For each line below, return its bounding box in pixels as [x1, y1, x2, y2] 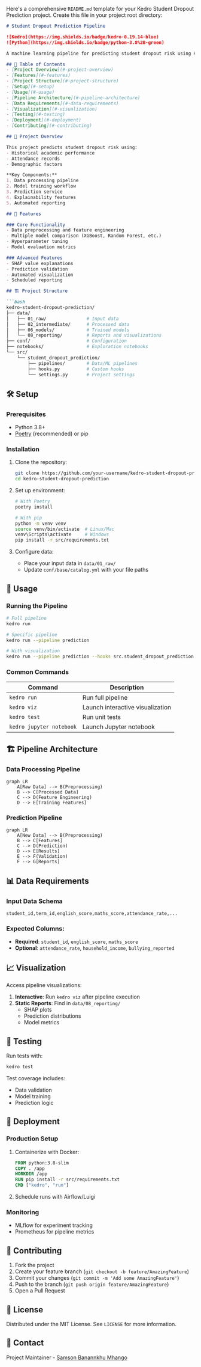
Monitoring [6, 1208, 39, 1216]
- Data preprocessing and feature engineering [6, 227, 124, 233]
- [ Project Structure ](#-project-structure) [6, 78, 119, 84]
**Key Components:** [6, 172, 58, 178]
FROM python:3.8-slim [14, 1160, 69, 1166]
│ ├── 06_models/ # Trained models [6, 327, 130, 333]
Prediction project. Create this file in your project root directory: [6, 11, 163, 19]
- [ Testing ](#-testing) [6, 111, 66, 118]
